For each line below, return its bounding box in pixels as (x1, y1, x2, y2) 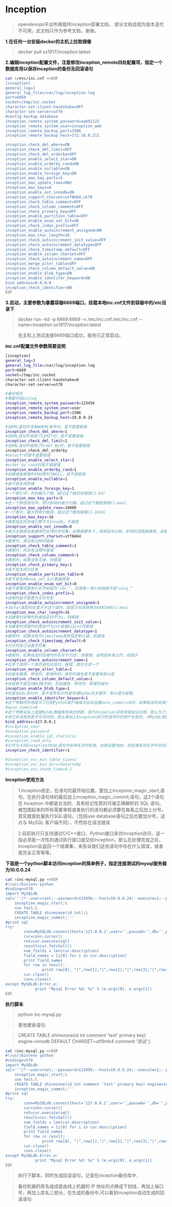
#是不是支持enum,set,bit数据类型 (5, 576, 70, 581)
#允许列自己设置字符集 (5, 643, 46, 648)
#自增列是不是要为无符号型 (5, 595, 54, 601)
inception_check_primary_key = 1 (5, 562, 72, 568)
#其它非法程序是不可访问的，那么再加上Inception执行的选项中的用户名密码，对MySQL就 (5, 715, 165, 720)
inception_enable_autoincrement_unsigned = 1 (5, 600, 100, 606)
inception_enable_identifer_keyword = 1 (5, 695, 88, 701)
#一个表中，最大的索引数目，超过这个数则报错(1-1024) (5, 510, 106, 515)
